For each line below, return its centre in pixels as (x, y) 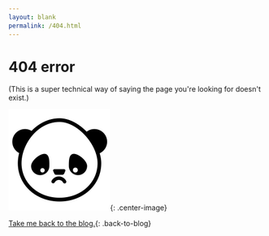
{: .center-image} (139, 208)
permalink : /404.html (45, 26)
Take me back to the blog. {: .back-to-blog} (80, 224)
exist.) (19, 98)
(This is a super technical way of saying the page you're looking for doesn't (135, 89)
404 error (42, 67)
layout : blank (33, 17)
